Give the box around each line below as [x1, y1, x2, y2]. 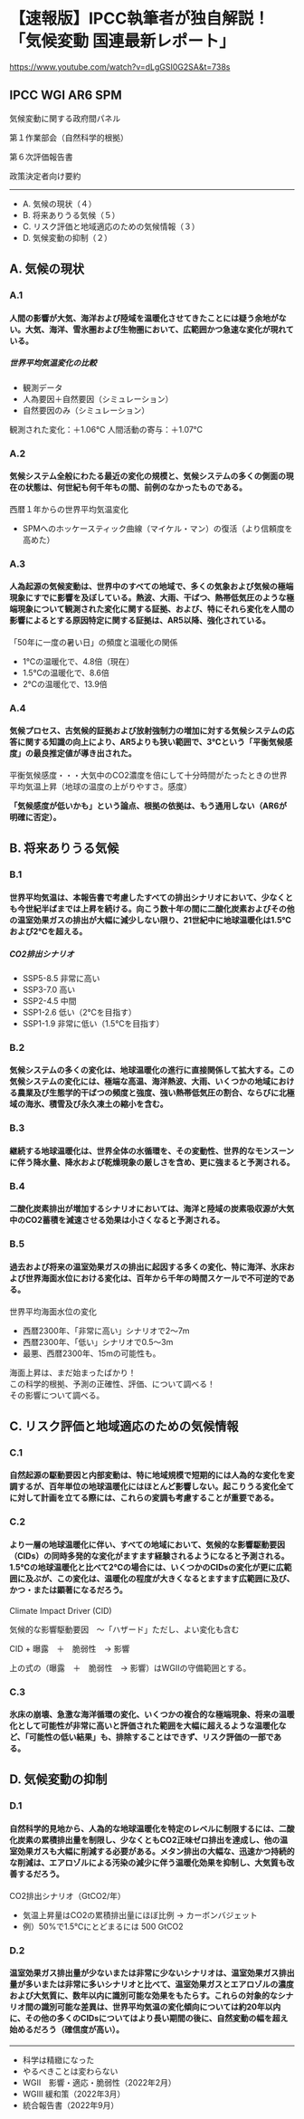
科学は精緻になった [22, 2054, 95, 2065]
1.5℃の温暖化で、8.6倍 [22, 667, 110, 678]
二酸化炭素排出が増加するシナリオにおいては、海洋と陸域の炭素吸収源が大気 [9, 1203, 295, 1214]
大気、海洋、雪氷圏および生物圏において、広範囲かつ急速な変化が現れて [24, 323, 294, 335]
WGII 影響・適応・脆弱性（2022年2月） [22, 2076, 176, 2087]
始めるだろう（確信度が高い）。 [9, 2024, 125, 2035]
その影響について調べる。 [9, 1389, 105, 1400]
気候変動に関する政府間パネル [9, 112, 120, 123]
